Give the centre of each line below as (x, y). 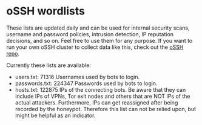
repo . (13, 53)
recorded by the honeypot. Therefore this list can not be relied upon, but (105, 109)
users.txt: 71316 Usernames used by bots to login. (77, 77)
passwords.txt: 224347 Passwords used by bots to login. (86, 83)
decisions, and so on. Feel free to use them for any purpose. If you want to (99, 40)
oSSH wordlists (45, 11)
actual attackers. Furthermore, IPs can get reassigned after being (96, 102)
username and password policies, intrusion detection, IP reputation (90, 34)
